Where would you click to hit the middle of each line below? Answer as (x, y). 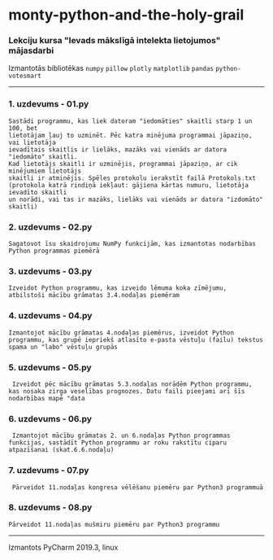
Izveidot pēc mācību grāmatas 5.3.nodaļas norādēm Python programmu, (132, 384)
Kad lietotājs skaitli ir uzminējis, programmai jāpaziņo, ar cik (123, 164)
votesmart (25, 76)
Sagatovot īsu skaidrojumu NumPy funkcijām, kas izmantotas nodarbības (132, 244)
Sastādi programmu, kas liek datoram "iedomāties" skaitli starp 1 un (130, 121)
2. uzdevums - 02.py (50, 227)
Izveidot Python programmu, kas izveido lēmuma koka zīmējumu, (118, 288)
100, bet (23, 128)
